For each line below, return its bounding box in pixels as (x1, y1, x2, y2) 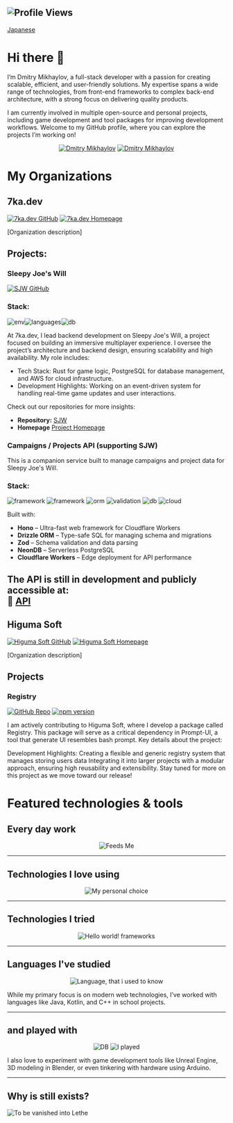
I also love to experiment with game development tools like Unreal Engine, (7, 1056, 218, 1065)
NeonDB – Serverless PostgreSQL (17, 546, 114, 555)
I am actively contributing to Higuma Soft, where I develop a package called (7, 721, 223, 730)
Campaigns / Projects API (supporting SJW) (7, 441, 158, 450)
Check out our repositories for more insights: (7, 402, 135, 411)
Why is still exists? (7, 1090, 89, 1102)
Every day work (7, 823, 76, 835)
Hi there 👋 (7, 50, 64, 65)
